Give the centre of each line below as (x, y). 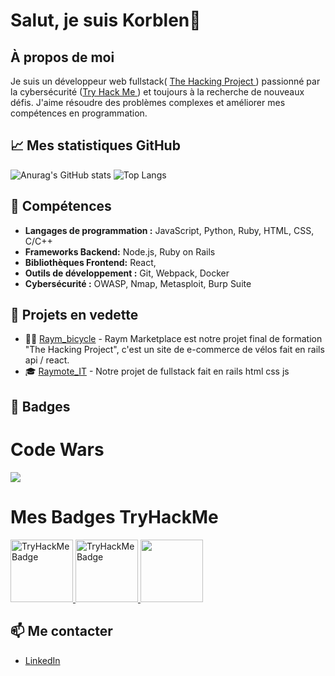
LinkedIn (42, 660)
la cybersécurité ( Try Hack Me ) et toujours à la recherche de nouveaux (157, 92)
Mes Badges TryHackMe (114, 516)
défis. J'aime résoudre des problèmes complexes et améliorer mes (148, 102)
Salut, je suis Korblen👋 (106, 20)
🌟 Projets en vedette (74, 315)
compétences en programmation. (79, 113)
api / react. (47, 360)
